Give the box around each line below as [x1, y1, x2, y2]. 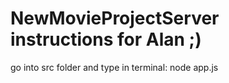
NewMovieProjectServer [10, 7, 220, 30]
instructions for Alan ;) [10, 28, 202, 51]
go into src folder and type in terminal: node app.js [10, 61, 219, 73]
